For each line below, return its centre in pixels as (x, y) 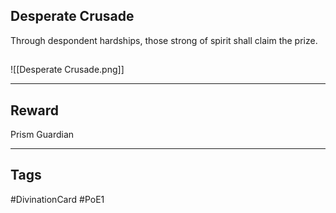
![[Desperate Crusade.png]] (67, 70)
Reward (35, 110)
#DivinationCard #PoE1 (57, 199)
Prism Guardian (42, 135)
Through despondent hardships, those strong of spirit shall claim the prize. (164, 40)
